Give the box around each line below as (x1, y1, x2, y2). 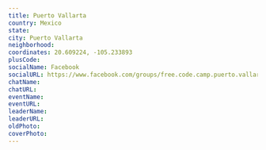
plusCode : (8, 56, 41, 64)
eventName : (8, 93, 44, 101)
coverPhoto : (8, 129, 47, 137)
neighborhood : (8, 41, 55, 49)
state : (8, 26, 30, 34)
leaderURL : (8, 115, 44, 123)
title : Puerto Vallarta (8, 11, 87, 20)
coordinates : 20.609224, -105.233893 (8, 48, 133, 56)
